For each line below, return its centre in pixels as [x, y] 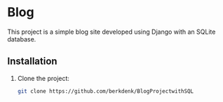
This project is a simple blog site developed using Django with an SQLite [111, 32]
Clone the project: [43, 78]
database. [22, 39]
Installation [32, 62]
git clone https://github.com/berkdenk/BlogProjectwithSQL [106, 91]
